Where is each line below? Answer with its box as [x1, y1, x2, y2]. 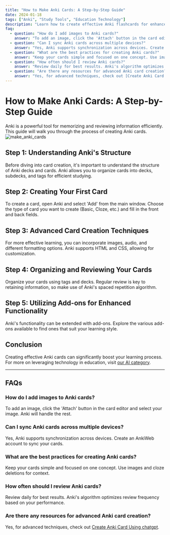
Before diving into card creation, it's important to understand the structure [5, 162, 159, 168]
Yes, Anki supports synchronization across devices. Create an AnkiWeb [5, 435, 154, 441]
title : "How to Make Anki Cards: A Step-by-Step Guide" [5, 7, 125, 13]
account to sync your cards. [5, 440, 64, 447]
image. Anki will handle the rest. [5, 411, 72, 417]
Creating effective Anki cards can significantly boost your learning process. [5, 354, 163, 360]
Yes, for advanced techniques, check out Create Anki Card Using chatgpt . [5, 524, 159, 530]
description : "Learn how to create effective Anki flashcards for [5, 21, 148, 27]
